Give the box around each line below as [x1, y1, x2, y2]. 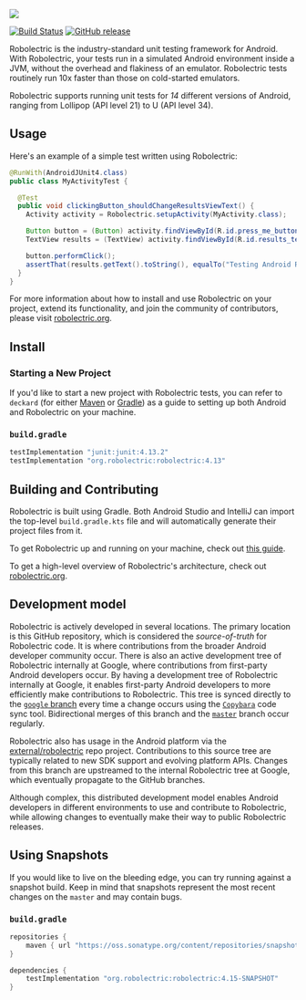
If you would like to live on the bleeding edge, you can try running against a [9, 871, 291, 882]
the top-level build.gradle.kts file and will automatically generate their [9, 516, 277, 526]
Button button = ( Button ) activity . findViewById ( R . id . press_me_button [25, 226, 300, 236]
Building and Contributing [9, 482, 159, 497]
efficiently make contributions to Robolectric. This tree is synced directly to [9, 689, 291, 700]
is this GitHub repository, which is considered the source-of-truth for [9, 630, 268, 641]
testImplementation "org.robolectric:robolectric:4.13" [9, 456, 226, 465]
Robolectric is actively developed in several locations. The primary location [9, 620, 291, 631]
